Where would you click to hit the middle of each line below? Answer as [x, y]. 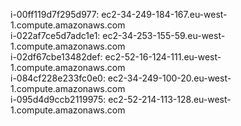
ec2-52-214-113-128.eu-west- [170, 99]
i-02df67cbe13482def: [56, 57]
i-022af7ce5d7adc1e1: [55, 35]
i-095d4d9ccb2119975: [58, 99]
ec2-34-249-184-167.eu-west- [164, 14]
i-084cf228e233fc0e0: [58, 78]
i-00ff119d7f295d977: [55, 14]
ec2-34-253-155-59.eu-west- [164, 35]
